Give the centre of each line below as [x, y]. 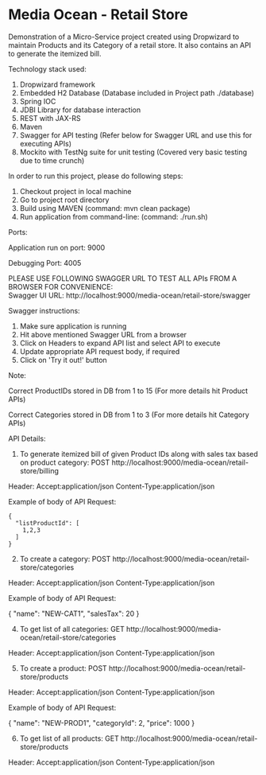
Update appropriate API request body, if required [100, 351]
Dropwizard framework [57, 84]
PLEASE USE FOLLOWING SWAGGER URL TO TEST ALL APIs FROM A [123, 278]
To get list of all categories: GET [72, 629]
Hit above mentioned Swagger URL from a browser [103, 334]
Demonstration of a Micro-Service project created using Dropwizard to [124, 37]
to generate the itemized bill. [55, 53]
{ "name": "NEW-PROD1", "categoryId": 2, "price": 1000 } [102, 722]
